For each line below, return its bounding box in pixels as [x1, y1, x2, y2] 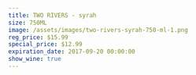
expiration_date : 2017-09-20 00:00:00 [8, 48, 135, 55]
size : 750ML [8, 19, 47, 27]
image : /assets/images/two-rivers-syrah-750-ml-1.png [8, 26, 189, 34]
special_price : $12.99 [8, 41, 83, 48]
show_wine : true [8, 55, 61, 63]
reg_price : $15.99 [8, 33, 68, 41]
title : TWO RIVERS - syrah [8, 11, 97, 20]
